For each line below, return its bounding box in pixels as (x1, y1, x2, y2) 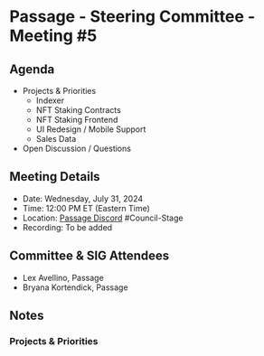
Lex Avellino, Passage (22, 272, 104, 283)
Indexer (35, 95, 65, 106)
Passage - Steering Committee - (9, 6, 256, 27)
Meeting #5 (9, 25, 98, 46)
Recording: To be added (22, 221, 113, 232)
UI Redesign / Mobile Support (35, 124, 146, 135)
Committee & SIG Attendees (9, 248, 170, 264)
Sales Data (35, 134, 77, 144)
